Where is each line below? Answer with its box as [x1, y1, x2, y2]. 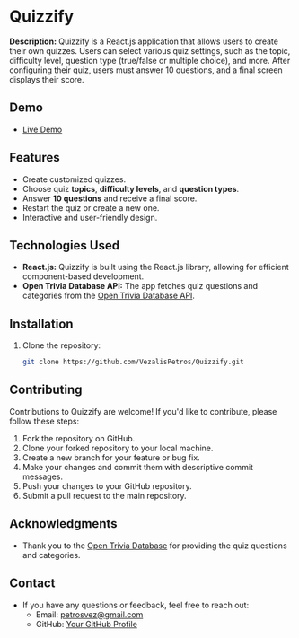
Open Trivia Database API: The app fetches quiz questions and [22, 281, 259, 292]
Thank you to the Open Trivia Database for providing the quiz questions [22, 540, 287, 551]
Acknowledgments [9, 516, 119, 531]
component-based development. [22, 271, 145, 282]
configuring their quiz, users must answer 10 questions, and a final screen [9, 65, 283, 75]
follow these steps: [9, 415, 79, 426]
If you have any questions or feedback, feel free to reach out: [22, 599, 250, 610]
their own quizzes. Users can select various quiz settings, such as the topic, [9, 45, 291, 56]
